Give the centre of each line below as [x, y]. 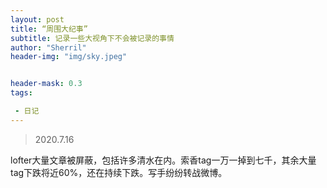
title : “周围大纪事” [49, 29]
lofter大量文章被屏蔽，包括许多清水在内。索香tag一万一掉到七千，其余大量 [163, 160]
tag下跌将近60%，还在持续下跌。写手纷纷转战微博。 [119, 172]
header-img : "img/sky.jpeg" [69, 57]
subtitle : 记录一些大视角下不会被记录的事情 [92, 38]
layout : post [37, 19]
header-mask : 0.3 [46, 84]
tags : [21, 93]
